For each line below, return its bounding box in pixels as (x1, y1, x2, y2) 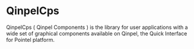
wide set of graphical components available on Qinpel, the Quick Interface (6, 30, 187, 37)
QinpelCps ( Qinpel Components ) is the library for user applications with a (6, 24, 188, 31)
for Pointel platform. (6, 36, 55, 43)
